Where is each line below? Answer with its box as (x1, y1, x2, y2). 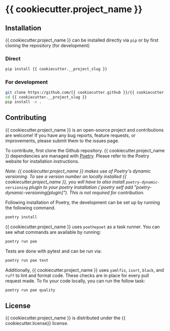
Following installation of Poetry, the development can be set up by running (5, 199, 160, 205)
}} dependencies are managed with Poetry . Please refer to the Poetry (5, 153, 149, 159)
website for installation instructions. (5, 158, 79, 164)
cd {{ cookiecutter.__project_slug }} (5, 95, 87, 100)
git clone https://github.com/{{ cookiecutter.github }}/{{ (5, 90, 135, 95)
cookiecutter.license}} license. (5, 320, 69, 326)
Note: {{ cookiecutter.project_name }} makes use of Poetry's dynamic (5, 168, 151, 174)
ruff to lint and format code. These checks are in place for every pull (5, 272, 149, 278)
